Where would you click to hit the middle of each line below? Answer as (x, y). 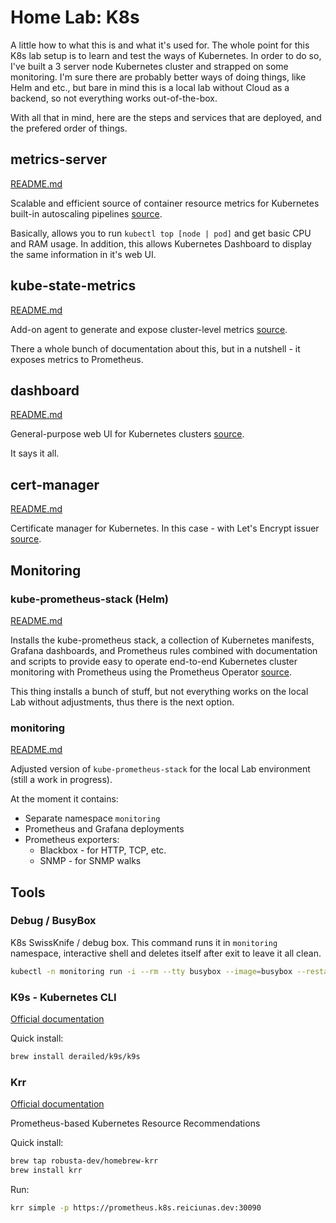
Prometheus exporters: (72, 840)
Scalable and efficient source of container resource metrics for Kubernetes (165, 203)
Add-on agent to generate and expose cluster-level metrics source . (149, 329)
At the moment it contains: (64, 799)
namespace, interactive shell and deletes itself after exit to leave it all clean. (166, 953)
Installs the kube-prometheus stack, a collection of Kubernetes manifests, (162, 640)
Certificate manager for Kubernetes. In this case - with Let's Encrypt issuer (165, 528)
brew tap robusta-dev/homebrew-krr (84, 1161)
